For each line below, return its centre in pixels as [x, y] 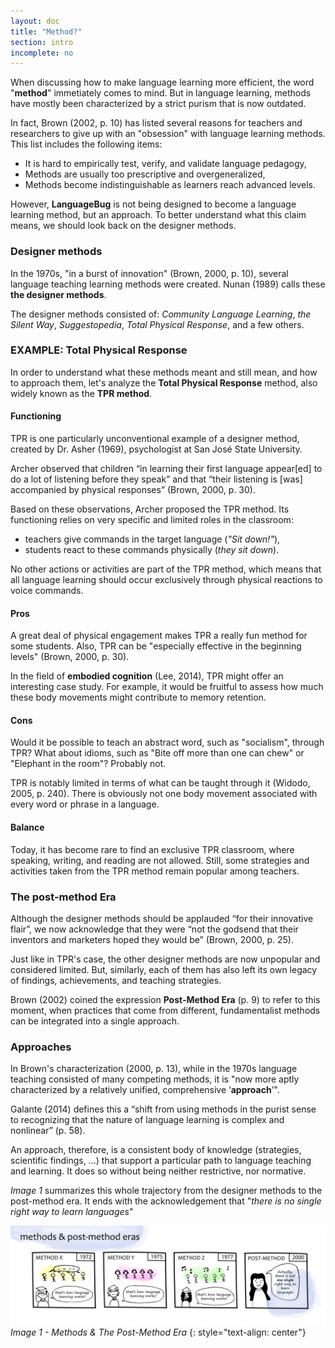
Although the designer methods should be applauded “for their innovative [162, 918]
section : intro [42, 42]
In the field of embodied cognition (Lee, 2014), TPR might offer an [147, 676]
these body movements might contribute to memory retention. [138, 697]
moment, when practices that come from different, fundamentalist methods [165, 1010]
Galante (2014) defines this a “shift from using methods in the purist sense [163, 1109]
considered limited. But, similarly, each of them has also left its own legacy [164, 969]
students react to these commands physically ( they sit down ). [152, 550]
